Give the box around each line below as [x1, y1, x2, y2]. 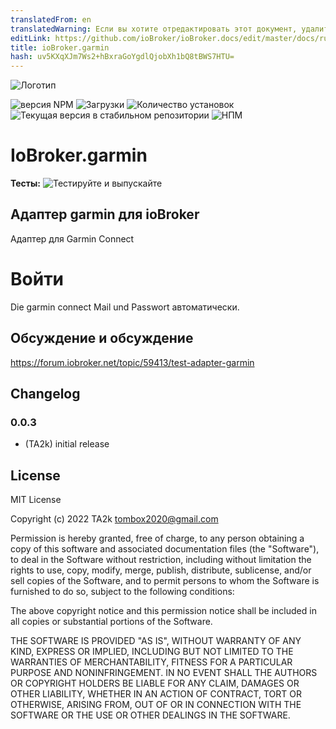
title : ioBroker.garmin [10, 42, 110, 53]
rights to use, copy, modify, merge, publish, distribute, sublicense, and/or [10, 564, 312, 576]
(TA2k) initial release [24, 438, 110, 450]
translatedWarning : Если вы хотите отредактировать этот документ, [10, 24, 298, 34]
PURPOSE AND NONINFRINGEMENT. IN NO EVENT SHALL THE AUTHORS [10, 667, 318, 679]
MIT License [10, 494, 62, 506]
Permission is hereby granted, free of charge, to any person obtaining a [10, 532, 305, 545]
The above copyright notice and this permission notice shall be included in [10, 605, 317, 617]
